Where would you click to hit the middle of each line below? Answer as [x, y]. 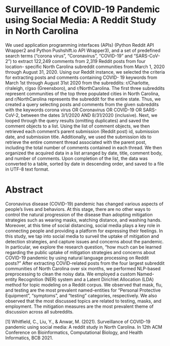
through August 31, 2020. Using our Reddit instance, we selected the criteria [85, 72]
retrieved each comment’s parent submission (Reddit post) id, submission [82, 131]
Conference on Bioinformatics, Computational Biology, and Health [74, 332]
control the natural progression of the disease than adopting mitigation [79, 214]
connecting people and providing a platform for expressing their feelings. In [84, 231]
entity [11, 279]
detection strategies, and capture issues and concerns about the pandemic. [84, 241]
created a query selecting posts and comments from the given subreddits [82, 104]
